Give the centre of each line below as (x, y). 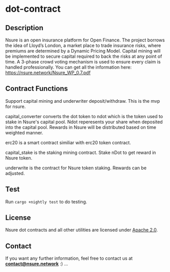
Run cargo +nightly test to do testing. (46, 201)
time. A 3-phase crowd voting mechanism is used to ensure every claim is (83, 62)
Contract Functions (37, 89)
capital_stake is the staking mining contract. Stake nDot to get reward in (81, 152)
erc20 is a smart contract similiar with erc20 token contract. (68, 142)
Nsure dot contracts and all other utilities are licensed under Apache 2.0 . (82, 230)
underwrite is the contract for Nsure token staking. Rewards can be (76, 168)
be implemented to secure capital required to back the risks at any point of (84, 56)
